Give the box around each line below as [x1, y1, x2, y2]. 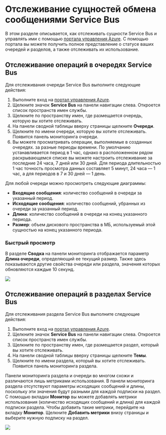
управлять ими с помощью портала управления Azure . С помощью [5, 36, 149, 42]
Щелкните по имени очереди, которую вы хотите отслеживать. [12, 128, 147, 134]
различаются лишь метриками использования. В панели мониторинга [5, 378, 155, 384]
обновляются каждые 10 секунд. [5, 266, 75, 272]
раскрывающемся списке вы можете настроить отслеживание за [12, 155, 153, 161]
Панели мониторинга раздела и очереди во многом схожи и [5, 372, 134, 378]
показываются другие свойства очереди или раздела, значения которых [5, 261, 161, 267]
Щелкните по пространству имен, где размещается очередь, [12, 112, 143, 118]
